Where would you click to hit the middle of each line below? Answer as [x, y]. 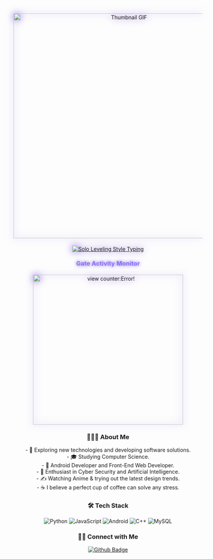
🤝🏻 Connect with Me [108, 536]
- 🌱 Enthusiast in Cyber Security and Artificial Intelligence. [108, 472]
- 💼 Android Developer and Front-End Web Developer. [108, 465]
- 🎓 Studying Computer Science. [108, 457]
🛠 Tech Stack [108, 506]
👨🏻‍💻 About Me [108, 437]
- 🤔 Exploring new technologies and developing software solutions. [108, 450]
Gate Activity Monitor [108, 263]
